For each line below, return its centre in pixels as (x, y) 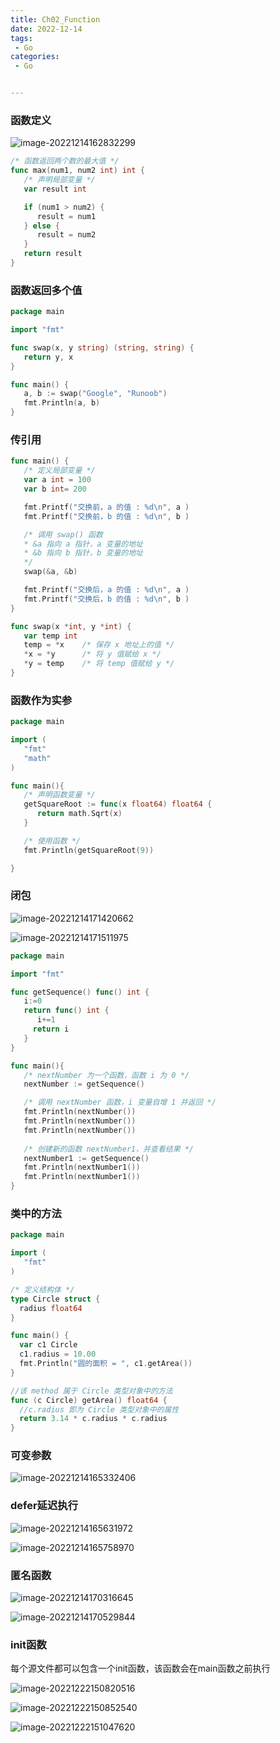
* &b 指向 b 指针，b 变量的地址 (83, 553)
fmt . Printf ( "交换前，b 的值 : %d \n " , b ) (106, 516)
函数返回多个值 (46, 290)
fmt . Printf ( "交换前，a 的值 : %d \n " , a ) (106, 507)
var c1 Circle (48, 1345)
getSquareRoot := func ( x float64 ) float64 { (118, 804)
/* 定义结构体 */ (42, 1289)
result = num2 (66, 235)
